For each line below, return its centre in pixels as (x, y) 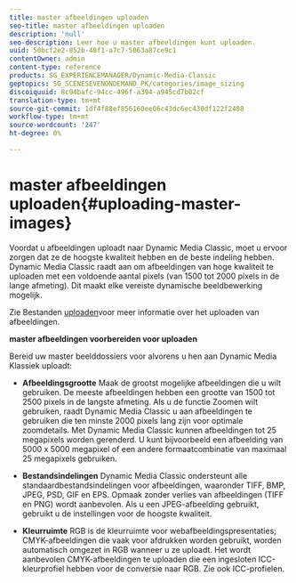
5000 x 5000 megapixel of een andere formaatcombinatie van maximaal (154, 449)
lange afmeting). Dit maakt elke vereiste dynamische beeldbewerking (136, 285)
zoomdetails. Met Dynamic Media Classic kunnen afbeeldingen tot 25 (149, 430)
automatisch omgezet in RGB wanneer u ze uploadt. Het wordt (136, 549)
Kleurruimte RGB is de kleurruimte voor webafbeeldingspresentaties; (149, 530)
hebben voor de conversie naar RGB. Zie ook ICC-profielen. (176, 568)
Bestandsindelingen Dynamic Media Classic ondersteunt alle (135, 475)
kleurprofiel (43, 568)
